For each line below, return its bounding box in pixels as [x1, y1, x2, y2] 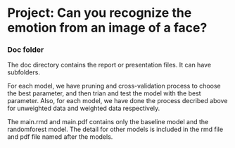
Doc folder [7, 45, 44, 55]
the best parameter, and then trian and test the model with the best [7, 89, 202, 97]
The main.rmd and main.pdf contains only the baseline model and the [7, 118, 209, 126]
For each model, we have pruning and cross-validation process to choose [7, 82, 221, 90]
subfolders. [7, 68, 41, 76]
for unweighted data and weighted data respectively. [7, 104, 160, 113]
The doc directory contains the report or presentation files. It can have [7, 61, 212, 69]
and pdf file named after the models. [7, 133, 113, 141]
